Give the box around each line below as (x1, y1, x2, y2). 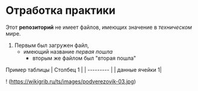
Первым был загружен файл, (14, 42, 90, 49)
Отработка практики (5, 4, 116, 17)
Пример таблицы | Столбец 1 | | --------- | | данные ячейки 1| (5, 66, 162, 73)
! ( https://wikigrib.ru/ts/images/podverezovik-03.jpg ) (5, 78, 136, 85)
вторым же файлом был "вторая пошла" (32, 54, 137, 61)
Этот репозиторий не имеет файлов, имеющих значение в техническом (5, 24, 192, 31)
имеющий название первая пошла (23, 48, 113, 55)
